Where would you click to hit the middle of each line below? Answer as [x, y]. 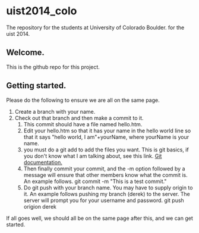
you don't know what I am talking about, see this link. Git [93, 156]
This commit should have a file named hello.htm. [83, 124]
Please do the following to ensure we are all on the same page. [83, 100]
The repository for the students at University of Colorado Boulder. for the [95, 27]
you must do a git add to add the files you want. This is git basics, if [106, 150]
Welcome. [25, 53]
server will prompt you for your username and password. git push [104, 200]
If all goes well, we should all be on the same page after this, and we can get [99, 218]
